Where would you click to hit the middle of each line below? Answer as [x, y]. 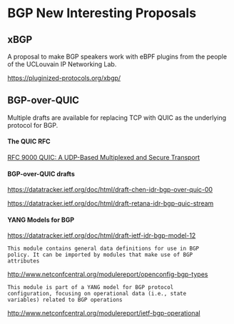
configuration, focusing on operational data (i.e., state [97, 294]
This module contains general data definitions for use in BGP [103, 249]
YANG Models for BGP [41, 220]
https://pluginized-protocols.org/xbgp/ [64, 78]
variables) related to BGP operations [65, 300]
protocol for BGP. [33, 125]
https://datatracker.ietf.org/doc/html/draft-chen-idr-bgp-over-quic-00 [110, 190]
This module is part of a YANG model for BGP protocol [91, 288]
